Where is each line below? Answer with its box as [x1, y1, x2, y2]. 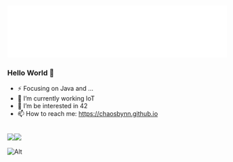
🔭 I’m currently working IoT [17, 94, 96, 103]
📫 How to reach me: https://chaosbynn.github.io [17, 109, 158, 117]
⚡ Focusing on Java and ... [17, 84, 94, 92]
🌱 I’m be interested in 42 [17, 101, 89, 110]
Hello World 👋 [7, 68, 54, 78]
